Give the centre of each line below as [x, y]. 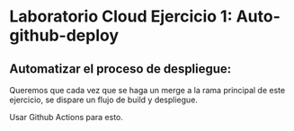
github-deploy [64, 35]
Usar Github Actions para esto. [67, 117]
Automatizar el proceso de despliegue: [120, 69]
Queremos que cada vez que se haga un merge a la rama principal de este [147, 90]
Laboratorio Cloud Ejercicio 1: [121, 17]
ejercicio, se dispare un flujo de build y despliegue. [103, 100]
